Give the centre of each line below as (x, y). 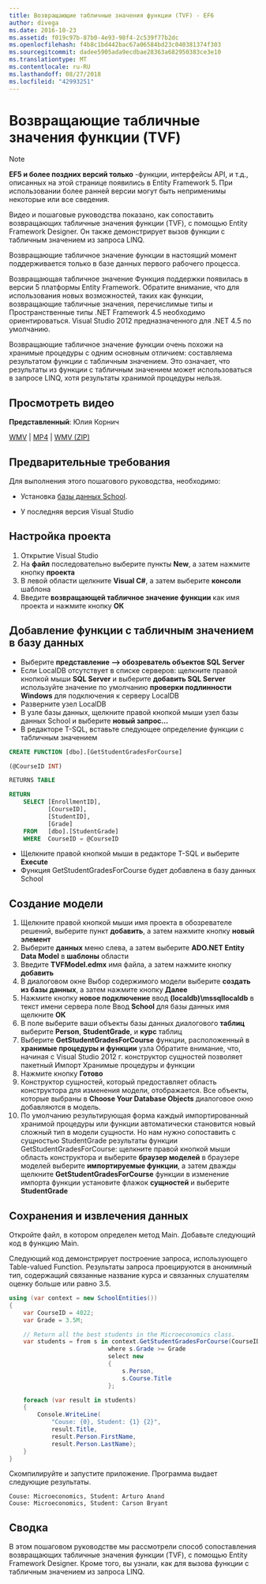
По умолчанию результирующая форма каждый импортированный (134, 1116)
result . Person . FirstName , (94, 1436)
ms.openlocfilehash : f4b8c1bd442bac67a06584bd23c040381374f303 (115, 45)
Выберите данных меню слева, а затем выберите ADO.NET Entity (132, 948)
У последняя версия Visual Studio (77, 512)
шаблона (36, 589)
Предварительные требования (90, 462)
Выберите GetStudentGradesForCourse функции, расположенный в (135, 1040)
